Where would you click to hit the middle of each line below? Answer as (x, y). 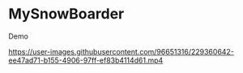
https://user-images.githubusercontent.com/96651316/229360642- (122, 51)
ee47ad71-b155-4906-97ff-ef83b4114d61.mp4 (86, 60)
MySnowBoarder (66, 14)
